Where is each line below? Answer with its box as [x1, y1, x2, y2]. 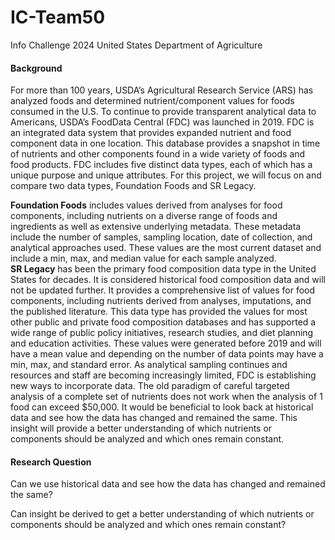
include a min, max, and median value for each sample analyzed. [10, 252, 277, 265]
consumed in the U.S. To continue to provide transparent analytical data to [10, 106, 317, 118]
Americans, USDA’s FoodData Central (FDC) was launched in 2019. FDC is [10, 116, 315, 128]
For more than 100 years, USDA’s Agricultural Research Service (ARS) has [10, 84, 314, 96]
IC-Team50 [10, 6, 106, 29]
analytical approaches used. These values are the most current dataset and [10, 242, 322, 254]
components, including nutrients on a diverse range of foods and [10, 210, 278, 222]
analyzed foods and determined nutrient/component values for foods [10, 95, 295, 107]
